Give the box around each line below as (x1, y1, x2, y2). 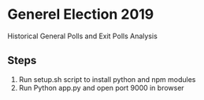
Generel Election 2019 (7, 5, 154, 23)
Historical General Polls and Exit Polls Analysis (7, 31, 158, 41)
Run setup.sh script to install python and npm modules (18, 74, 196, 84)
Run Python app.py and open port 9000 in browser (18, 83, 184, 92)
